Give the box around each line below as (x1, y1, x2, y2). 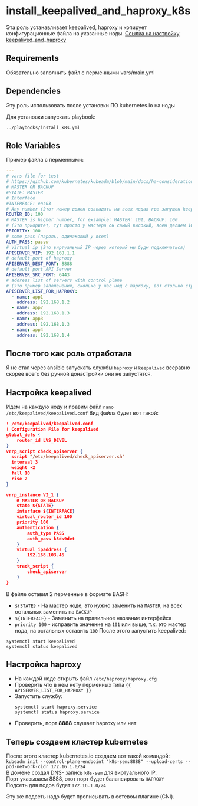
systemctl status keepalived (6, 643, 78, 650)
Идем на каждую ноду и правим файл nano (6, 403, 114, 411)
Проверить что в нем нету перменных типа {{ (14, 682, 131, 689)
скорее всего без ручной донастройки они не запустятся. (6, 371, 152, 378)
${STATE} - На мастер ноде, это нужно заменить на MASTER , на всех (14, 602, 183, 609)
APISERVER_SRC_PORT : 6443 (6, 272, 70, 278)
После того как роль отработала (6, 348, 133, 358)
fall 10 (11, 470, 31, 476)
